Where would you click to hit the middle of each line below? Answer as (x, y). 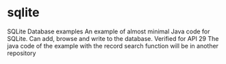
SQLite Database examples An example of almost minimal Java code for (109, 31)
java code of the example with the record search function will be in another (113, 46)
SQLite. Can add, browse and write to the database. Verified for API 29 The (113, 38)
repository (22, 53)
